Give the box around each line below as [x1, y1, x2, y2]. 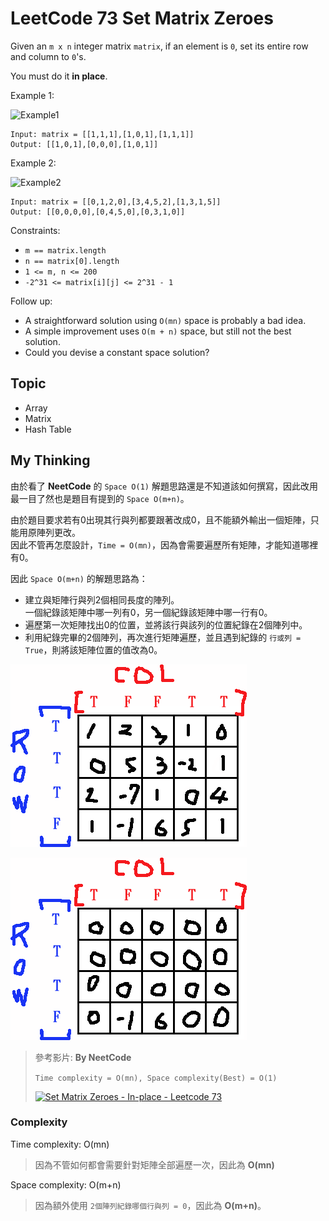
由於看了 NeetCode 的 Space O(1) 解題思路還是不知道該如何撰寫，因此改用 [10, 480, 318, 492]
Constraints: [10, 224, 61, 236]
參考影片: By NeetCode [34, 1051, 132, 1063]
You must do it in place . [10, 70, 108, 82]
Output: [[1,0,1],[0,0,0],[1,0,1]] [10, 139, 159, 149]
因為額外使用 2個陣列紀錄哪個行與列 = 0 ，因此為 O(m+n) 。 [34, 1199, 267, 1211]
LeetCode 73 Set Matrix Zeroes [10, 7, 274, 30]
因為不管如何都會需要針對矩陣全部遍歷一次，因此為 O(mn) [34, 1158, 275, 1171]
